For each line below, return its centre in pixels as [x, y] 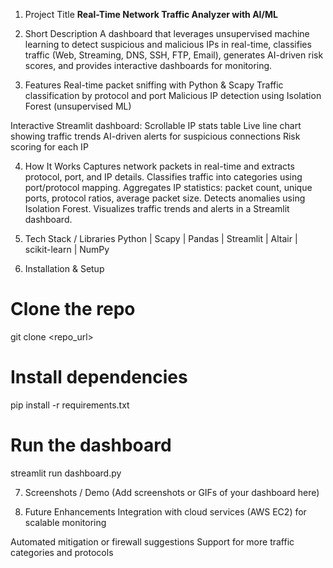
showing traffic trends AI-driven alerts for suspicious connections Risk [155, 136]
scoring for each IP [49, 147]
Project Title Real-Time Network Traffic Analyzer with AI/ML [151, 14]
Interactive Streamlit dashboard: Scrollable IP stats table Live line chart [156, 125]
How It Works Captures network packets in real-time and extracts [159, 166]
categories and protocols [62, 552]
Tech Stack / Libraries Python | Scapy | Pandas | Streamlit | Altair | [161, 238]
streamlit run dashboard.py [66, 473]
